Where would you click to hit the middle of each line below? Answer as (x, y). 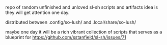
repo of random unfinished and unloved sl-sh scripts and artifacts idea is (82, 7)
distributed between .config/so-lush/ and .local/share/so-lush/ (71, 22)
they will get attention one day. (37, 12)
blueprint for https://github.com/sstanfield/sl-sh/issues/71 (66, 37)
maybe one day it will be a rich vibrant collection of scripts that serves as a (84, 32)
